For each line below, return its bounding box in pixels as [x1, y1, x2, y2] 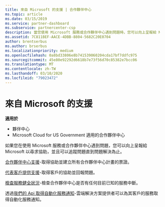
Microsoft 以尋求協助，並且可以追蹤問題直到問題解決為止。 [5, 148, 125, 155]
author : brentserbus [5, 39, 48, 44]
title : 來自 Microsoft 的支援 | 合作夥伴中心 [5, 7, 92, 12]
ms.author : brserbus [5, 44, 48, 49]
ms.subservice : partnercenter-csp [5, 26, 76, 30]
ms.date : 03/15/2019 [5, 16, 48, 21]
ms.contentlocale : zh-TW [5, 67, 56, 72]
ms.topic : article [5, 12, 43, 17]
